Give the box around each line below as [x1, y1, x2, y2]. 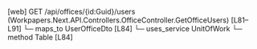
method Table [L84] [7, 32, 73, 42]
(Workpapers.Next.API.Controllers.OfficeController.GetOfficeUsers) [7, 15, 230, 25]
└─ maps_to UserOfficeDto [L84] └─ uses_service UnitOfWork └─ [22, 24, 243, 33]
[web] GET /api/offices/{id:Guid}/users [7, 7, 136, 16]
